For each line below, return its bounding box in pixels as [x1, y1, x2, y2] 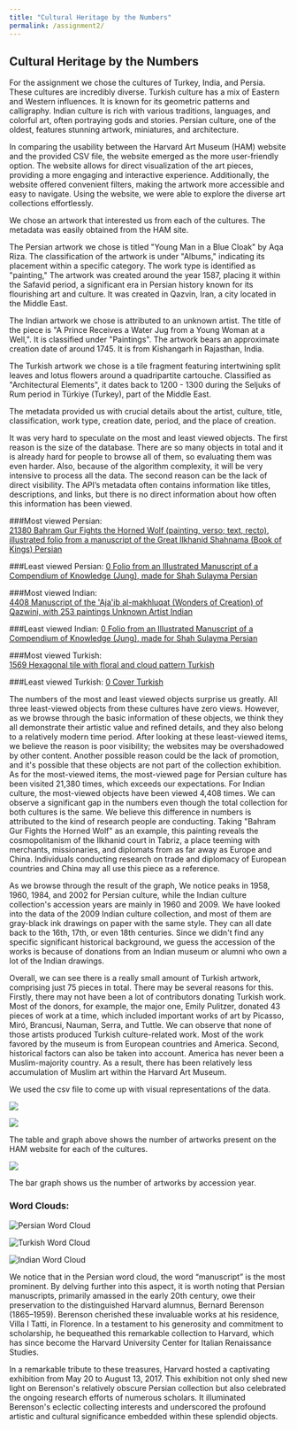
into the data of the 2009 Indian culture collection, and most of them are [9, 908, 272, 919]
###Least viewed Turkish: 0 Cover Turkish [9, 676, 164, 687]
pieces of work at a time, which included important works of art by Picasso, [9, 1010, 285, 1021]
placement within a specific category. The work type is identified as [9, 260, 256, 271]
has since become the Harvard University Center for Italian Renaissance [9, 1337, 272, 1348]
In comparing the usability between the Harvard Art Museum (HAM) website [9, 142, 286, 152]
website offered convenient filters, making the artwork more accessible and [9, 179, 285, 190]
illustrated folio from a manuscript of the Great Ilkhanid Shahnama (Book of [9, 535, 283, 545]
